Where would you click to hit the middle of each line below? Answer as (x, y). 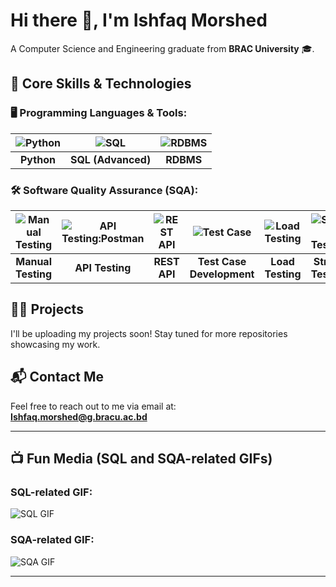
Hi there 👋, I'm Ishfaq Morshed (139, 20)
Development (222, 274)
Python (38, 159)
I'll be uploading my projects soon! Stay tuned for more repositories (149, 333)
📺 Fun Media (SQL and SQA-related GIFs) (141, 458)
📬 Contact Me (57, 377)
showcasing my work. (55, 344)
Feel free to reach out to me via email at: (93, 406)
